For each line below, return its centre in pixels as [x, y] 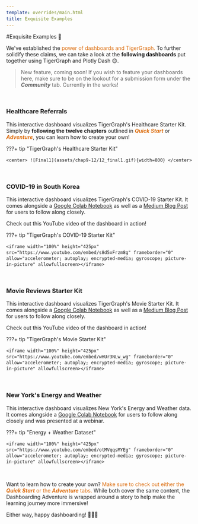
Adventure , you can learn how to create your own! [68, 137]
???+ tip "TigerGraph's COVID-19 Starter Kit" [61, 235]
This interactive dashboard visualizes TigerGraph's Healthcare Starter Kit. [96, 124]
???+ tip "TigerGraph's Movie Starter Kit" [56, 339]
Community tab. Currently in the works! [69, 85]
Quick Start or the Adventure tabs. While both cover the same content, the [98, 490]
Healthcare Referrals [37, 112]
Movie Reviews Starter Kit [44, 291]
